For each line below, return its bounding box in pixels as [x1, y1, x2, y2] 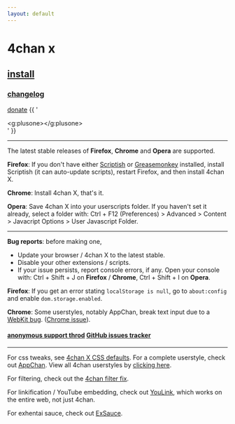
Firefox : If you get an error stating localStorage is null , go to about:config [7, 287, 227, 295]
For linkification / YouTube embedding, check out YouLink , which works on [7, 388, 222, 396]
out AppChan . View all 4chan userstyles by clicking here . [7, 360, 172, 369]
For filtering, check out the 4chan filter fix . [7, 374, 129, 383]
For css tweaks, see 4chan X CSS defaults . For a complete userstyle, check [7, 353, 226, 362]
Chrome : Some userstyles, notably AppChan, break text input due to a [7, 308, 211, 316]
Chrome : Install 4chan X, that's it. [7, 189, 104, 197]
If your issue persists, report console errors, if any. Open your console [17, 266, 220, 274]
